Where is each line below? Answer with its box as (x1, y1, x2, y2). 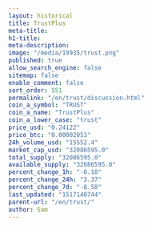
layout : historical (8, 11, 74, 20)
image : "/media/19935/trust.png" (8, 49, 120, 57)
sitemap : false (8, 71, 59, 79)
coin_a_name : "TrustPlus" (8, 109, 94, 117)
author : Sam (8, 205, 48, 213)
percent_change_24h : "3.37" (8, 176, 102, 184)
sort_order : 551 (8, 86, 62, 95)
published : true (8, 57, 62, 65)
